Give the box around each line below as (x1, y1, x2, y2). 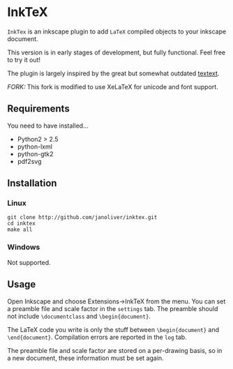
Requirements (7, 103, 70, 115)
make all (7, 226, 33, 234)
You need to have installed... (7, 121, 89, 130)
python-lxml (17, 142, 52, 151)
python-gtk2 (17, 149, 54, 158)
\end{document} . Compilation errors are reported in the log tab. (7, 333, 187, 341)
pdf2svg (17, 157, 42, 165)
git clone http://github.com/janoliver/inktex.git (7, 214, 158, 221)
